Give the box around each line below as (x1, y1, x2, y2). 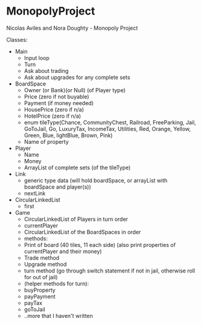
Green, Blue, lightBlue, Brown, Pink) (24, 132, 113, 139)
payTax (24, 299, 42, 306)
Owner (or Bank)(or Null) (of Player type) (24, 86, 126, 93)
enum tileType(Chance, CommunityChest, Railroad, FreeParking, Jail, (24, 118, 197, 126)
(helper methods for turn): (24, 280, 90, 287)
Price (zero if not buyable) (24, 93, 90, 100)
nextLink (24, 189, 46, 197)
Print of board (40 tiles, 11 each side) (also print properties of (24, 241, 176, 248)
